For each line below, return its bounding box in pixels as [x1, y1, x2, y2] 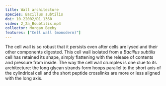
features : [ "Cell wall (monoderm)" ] [5, 30, 81, 35]
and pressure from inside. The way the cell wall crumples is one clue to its [5, 60, 157, 65]
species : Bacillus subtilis [5, 12, 64, 17]
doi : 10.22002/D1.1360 [5, 16, 52, 21]
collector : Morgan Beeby [5, 26, 57, 31]
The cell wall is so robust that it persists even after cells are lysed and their [5, 44, 158, 49]
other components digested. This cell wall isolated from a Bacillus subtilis [5, 49, 156, 55]
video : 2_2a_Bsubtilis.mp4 [5, 21, 61, 26]
